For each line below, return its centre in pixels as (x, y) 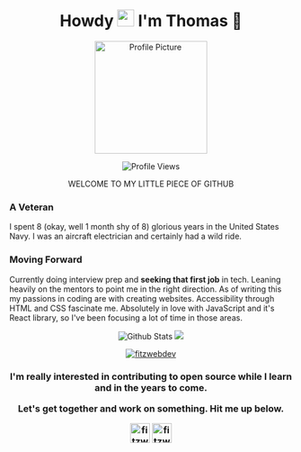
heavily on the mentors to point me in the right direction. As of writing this (146, 289)
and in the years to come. (151, 388)
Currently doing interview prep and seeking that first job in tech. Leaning (145, 279)
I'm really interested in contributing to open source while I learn (151, 376)
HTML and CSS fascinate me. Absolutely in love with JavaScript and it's (142, 308)
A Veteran (31, 207)
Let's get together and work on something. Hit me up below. (151, 408)
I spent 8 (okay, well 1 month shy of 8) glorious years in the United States (144, 227)
